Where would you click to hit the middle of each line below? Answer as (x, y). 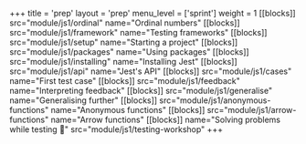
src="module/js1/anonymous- (215, 100)
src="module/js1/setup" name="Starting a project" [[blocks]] (124, 42)
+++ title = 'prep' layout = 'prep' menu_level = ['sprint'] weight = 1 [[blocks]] (153, 13)
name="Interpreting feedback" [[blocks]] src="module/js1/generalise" (141, 91)
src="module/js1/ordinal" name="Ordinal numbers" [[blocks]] (125, 23)
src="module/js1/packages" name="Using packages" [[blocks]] (129, 52)
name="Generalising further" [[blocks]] (84, 100)
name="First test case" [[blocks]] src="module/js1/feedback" (125, 81)
